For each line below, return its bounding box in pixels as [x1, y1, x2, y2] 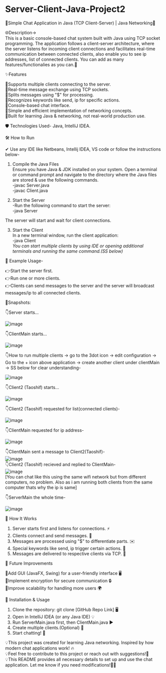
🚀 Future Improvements [5, 560, 53, 566]
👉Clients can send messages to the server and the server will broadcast [5, 283, 155, 288]
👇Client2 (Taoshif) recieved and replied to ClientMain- [5, 461, 116, 467]
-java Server [12, 207, 38, 213]
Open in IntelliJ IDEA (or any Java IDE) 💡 [12, 613, 95, 620]
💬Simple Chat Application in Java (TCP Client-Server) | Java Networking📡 [5, 20, 156, 26]
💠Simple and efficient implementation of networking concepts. [5, 107, 133, 113]
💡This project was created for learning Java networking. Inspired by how [5, 639, 154, 645]
